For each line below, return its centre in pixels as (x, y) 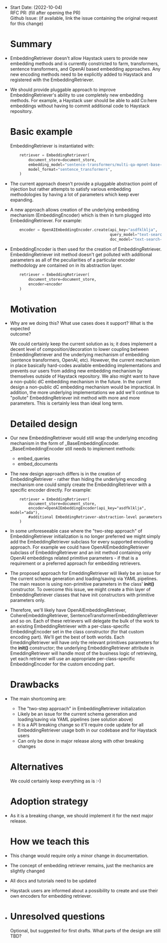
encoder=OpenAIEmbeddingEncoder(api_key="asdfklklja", (88, 508)
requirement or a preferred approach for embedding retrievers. (76, 563)
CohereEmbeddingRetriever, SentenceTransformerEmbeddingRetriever (84, 616)
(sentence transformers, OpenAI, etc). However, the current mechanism (85, 360)
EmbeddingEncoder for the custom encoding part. (62, 664)
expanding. (22, 200)
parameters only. (28, 600)
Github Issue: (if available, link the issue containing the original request (84, 18)
